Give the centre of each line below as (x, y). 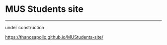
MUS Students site (44, 9)
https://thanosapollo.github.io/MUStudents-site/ (54, 37)
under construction (25, 27)
